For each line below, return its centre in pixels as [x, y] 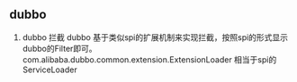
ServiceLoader [50, 70]
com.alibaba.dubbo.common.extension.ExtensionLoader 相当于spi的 [149, 59]
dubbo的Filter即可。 [59, 48]
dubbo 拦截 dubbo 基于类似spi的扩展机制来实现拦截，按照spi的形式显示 [155, 37]
